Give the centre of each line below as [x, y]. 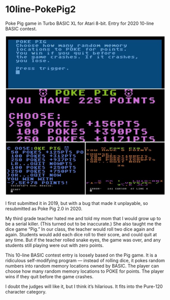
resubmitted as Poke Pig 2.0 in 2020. [44, 208]
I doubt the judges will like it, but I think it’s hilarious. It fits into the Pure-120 [84, 286]
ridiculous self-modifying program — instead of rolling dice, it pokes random [85, 260]
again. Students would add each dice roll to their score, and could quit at [81, 234]
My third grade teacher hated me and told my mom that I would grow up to [83, 218]
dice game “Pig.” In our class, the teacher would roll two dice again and [80, 229]
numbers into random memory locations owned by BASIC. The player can [82, 266]
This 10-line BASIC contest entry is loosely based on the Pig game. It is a [81, 255]
